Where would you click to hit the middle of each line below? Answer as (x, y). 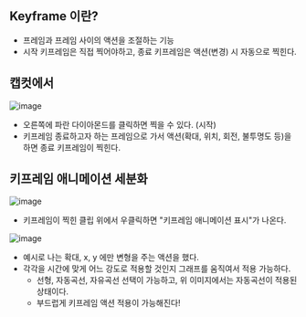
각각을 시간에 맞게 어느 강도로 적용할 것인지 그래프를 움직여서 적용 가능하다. (157, 269)
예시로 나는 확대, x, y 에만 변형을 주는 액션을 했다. (111, 258)
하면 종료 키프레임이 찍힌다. (72, 147)
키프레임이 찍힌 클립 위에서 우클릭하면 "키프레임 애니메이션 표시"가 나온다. (154, 220)
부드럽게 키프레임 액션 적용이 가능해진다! (108, 303)
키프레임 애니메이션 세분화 (79, 180)
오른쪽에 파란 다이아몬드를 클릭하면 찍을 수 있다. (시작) (119, 124)
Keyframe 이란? (54, 16)
